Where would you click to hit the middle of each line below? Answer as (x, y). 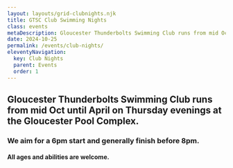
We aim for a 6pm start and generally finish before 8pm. (103, 140)
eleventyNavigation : (37, 53)
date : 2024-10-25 (32, 39)
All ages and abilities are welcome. (58, 157)
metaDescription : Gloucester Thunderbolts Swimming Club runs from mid (113, 33)
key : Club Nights (38, 59)
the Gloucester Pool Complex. (73, 121)
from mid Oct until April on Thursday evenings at (114, 110)
